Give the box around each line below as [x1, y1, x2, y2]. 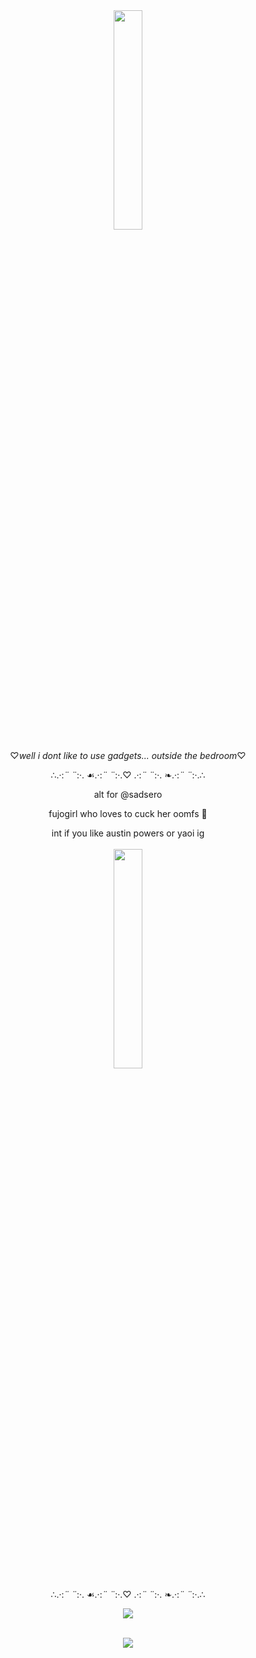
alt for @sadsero [93, 789, 163, 800]
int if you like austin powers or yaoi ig [51, 827, 205, 839]
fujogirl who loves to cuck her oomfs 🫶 [48, 808, 208, 819]
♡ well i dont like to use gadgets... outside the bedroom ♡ [9, 750, 247, 761]
